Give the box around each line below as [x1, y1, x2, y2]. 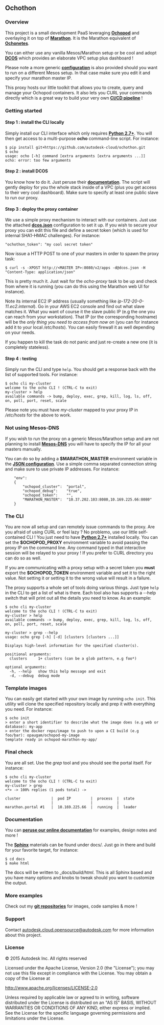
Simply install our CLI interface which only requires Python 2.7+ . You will [5, 130, 153, 136]
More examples [5, 892, 43, 899]
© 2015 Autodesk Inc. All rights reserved [5, 955, 87, 961]
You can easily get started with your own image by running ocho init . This [5, 696, 156, 702]
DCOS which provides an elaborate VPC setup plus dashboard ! [5, 55, 134, 61]
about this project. [5, 932, 42, 938]
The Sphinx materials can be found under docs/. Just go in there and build [5, 842, 156, 848]
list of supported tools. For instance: [5, 372, 78, 378]
